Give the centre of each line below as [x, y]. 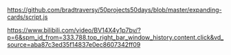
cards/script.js [27, 17]
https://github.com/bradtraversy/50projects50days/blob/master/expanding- [114, 10]
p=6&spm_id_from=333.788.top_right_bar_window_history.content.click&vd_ [115, 37]
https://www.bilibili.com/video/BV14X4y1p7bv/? [74, 30]
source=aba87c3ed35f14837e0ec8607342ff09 [74, 44]
